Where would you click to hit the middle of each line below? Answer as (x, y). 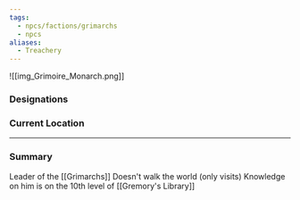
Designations (39, 99)
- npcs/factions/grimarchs (67, 26)
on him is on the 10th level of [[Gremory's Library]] (102, 186)
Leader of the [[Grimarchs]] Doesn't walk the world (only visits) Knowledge (147, 176)
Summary (31, 157)
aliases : (25, 42)
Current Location (47, 123)
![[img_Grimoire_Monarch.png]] (67, 76)
